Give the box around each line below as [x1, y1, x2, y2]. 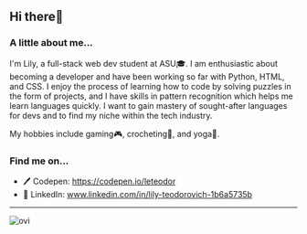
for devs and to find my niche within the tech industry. [9, 110, 213, 121]
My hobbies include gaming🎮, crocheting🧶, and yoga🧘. [9, 128, 220, 139]
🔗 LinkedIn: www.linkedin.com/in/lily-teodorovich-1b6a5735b [22, 188, 253, 199]
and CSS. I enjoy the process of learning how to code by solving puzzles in [9, 80, 292, 91]
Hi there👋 [9, 9, 64, 25]
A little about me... [9, 37, 93, 49]
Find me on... [9, 154, 69, 167]
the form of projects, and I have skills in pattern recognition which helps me [9, 90, 294, 101]
